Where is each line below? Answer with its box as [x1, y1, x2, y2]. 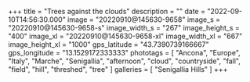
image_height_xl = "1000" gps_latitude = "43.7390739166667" [8, 40, 209, 49]
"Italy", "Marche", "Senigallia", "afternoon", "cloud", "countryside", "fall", [8, 56, 241, 66]
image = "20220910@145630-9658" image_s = [67, 15, 221, 24]
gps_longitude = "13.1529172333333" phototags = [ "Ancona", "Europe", [8, 48, 241, 57]
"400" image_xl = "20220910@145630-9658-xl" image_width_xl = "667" [8, 31, 243, 41]
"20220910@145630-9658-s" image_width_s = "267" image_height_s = [8, 23, 241, 32]
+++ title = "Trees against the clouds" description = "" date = [8, 7, 206, 16]
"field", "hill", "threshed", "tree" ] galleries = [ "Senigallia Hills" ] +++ [8, 65, 228, 73]
